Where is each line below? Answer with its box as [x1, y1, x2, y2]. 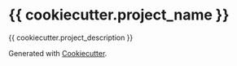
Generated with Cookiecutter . [8, 48, 108, 58]
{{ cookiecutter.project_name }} [8, 6, 230, 24]
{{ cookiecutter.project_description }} [8, 33, 134, 42]
